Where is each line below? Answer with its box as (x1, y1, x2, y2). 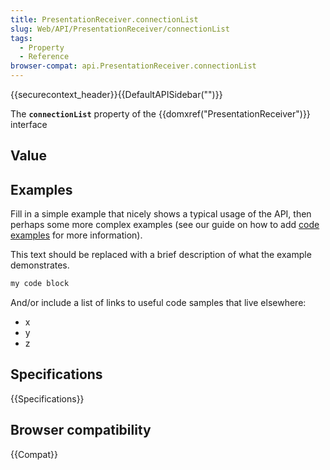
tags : (10, 33, 33, 43)
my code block (10, 279, 70, 289)
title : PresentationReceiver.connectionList (10, 14, 199, 25)
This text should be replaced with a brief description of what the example (10, 249, 312, 261)
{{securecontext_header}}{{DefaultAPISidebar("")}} (10, 89, 223, 100)
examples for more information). (10, 229, 143, 241)
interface (10, 119, 48, 130)
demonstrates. (10, 259, 70, 271)
